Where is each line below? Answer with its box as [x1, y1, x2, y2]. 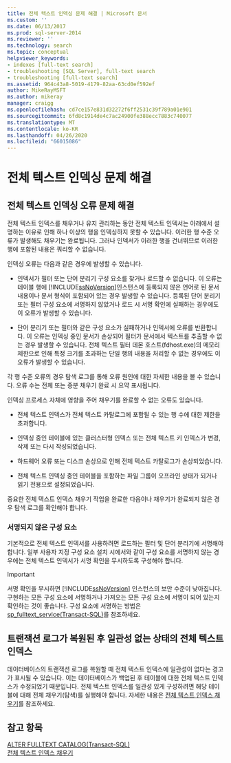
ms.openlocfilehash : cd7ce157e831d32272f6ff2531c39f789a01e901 [7, 106, 192, 113]
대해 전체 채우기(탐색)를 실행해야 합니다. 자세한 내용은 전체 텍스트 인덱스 [19, 691, 213, 700]
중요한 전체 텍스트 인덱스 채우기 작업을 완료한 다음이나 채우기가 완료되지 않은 [7, 495, 213, 503]
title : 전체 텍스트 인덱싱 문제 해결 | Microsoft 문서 [7, 10, 147, 17]
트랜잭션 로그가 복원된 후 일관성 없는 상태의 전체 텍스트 [7, 632, 224, 644]
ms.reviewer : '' [7, 36, 54, 43]
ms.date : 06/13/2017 [7, 23, 67, 30]
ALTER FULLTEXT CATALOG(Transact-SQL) [7, 740, 131, 749]
